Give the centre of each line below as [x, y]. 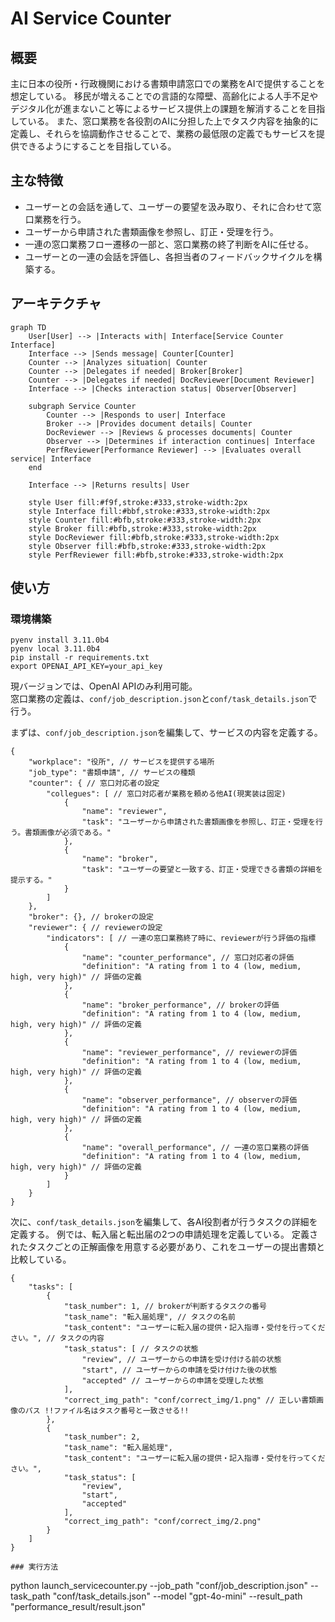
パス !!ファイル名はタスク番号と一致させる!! [107, 1411]
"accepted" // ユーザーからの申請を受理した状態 [172, 1381]
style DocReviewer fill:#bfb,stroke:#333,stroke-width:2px [154, 537]
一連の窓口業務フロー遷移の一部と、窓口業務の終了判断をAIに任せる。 [169, 244]
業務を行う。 [60, 219]
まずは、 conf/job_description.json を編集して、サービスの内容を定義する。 [166, 733]
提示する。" [31, 880]
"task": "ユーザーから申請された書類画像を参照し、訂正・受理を [198, 822]
